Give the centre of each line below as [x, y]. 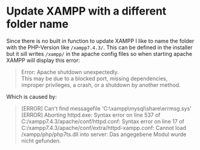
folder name [37, 24]
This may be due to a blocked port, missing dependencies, [94, 78]
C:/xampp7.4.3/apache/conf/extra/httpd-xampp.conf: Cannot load [104, 128]
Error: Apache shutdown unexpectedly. [70, 72]
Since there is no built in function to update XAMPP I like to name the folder [100, 41]
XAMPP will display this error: [43, 60]
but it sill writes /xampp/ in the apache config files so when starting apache [99, 53]
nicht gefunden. [41, 140]
